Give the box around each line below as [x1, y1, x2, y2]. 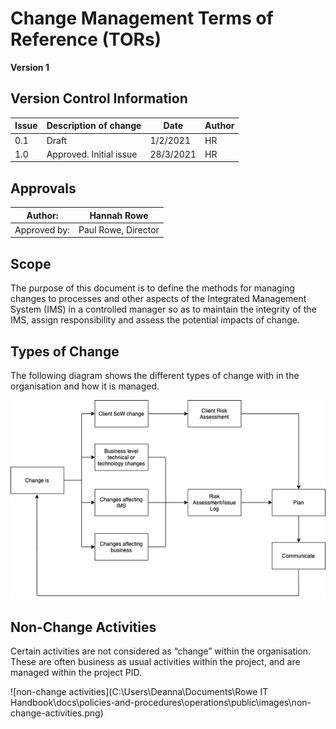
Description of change [46, 120, 142, 132]
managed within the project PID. [10, 667, 143, 679]
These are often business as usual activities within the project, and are [10, 656, 301, 668]
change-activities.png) [10, 707, 104, 719]
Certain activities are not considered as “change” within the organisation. [10, 645, 312, 657]
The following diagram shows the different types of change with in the [10, 369, 300, 381]
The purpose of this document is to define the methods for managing [10, 282, 295, 294]
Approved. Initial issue [46, 148, 138, 160]
